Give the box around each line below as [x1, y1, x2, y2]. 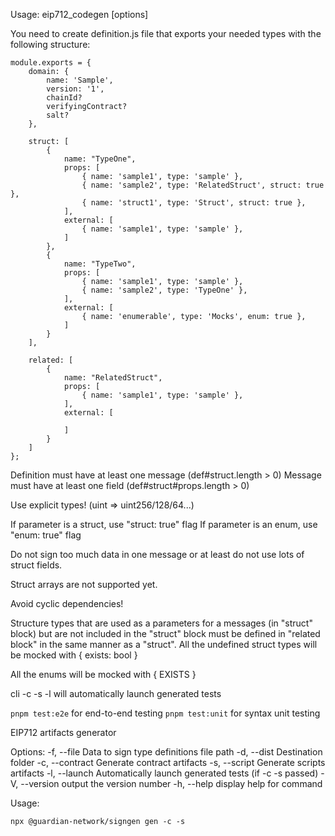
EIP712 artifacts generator [10, 727, 117, 738]
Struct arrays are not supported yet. [10, 579, 158, 590]
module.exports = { [10, 58, 92, 68]
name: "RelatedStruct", [63, 373, 163, 383]
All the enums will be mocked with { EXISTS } [10, 669, 197, 680]
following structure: [10, 39, 91, 50]
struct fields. [10, 559, 63, 571]
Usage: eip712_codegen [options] [10, 9, 149, 20]
